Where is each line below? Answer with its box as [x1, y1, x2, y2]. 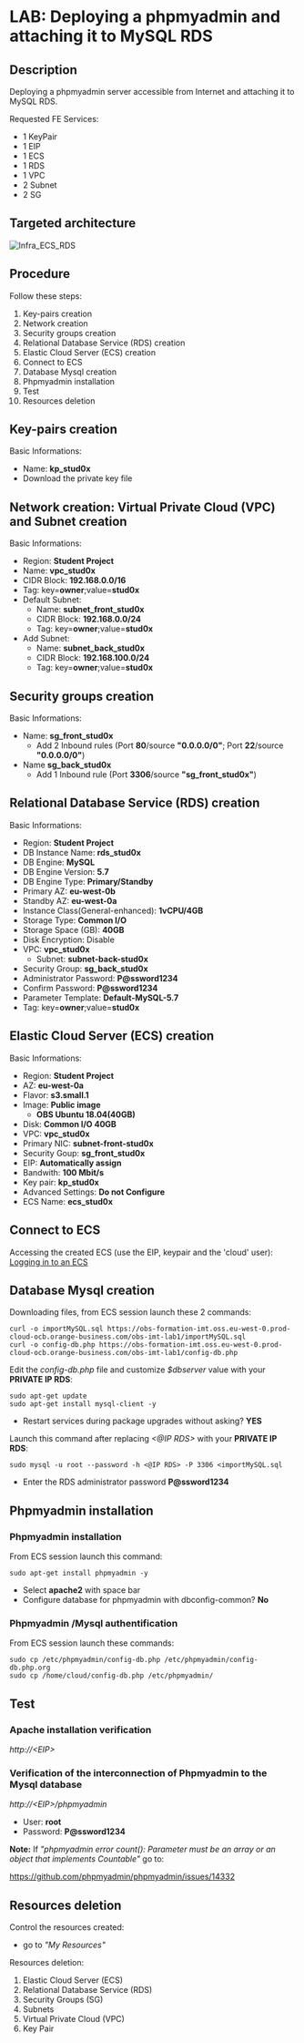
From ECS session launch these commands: [9, 1637, 175, 1648]
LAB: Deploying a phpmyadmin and [9, 6, 280, 27]
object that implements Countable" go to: [9, 1853, 165, 1864]
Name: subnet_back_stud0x [35, 642, 146, 653]
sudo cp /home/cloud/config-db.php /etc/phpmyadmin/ [9, 1671, 214, 1680]
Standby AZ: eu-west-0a [22, 895, 117, 906]
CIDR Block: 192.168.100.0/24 [35, 652, 150, 663]
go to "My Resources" [22, 1939, 106, 1951]
